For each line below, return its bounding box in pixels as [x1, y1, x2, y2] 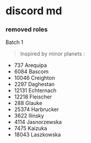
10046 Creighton [14, 74, 56, 81]
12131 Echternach [14, 87, 57, 94]
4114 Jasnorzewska [14, 119, 62, 126]
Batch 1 [5, 39, 24, 46]
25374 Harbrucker [14, 106, 60, 113]
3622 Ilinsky [14, 112, 44, 119]
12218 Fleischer [14, 93, 53, 100]
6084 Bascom [14, 68, 49, 75]
